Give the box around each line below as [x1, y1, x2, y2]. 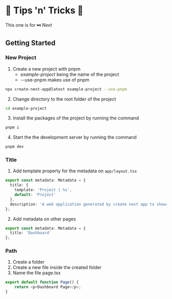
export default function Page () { [5, 280, 79, 285]
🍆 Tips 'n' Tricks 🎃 [5, 5, 83, 16]
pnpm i [5, 125, 19, 130]
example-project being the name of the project [20, 71, 119, 77]
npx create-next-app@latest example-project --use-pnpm [5, 87, 127, 92]
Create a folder [12, 259, 45, 265]
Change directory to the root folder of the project [12, 96, 116, 102]
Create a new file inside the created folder [12, 264, 102, 271]
